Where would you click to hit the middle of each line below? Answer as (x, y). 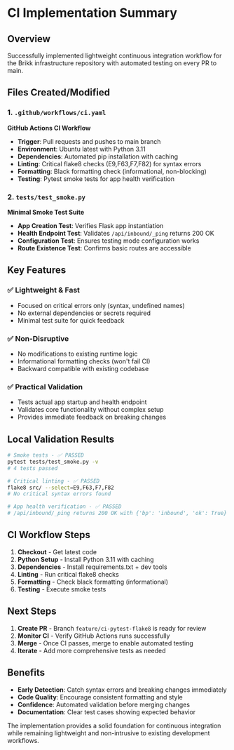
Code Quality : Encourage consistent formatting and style (100, 697)
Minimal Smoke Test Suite (46, 212)
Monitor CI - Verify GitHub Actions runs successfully (94, 636)
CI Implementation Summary (92, 13)
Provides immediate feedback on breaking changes (92, 417)
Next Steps (32, 611)
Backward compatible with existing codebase (83, 368)
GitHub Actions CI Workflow (49, 128)
